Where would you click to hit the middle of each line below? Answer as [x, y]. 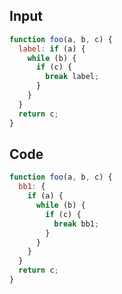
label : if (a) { [52, 49]
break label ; [72, 77]
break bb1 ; [76, 224]
